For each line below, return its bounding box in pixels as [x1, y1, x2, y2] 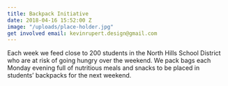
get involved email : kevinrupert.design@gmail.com [7, 29, 158, 37]
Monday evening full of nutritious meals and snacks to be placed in [7, 64, 200, 72]
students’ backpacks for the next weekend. [7, 71, 132, 80]
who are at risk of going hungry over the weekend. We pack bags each [7, 57, 211, 65]
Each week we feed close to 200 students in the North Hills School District [7, 49, 221, 57]
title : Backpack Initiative [7, 10, 89, 17]
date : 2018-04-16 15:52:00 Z [7, 17, 92, 24]
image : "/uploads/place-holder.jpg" [7, 23, 114, 30]
